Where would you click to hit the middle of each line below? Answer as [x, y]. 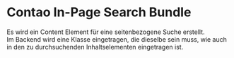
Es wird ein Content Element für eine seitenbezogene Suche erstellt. [106, 32]
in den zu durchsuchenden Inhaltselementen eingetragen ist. [95, 47]
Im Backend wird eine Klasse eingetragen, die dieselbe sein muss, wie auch [117, 39]
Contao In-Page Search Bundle [99, 12]
